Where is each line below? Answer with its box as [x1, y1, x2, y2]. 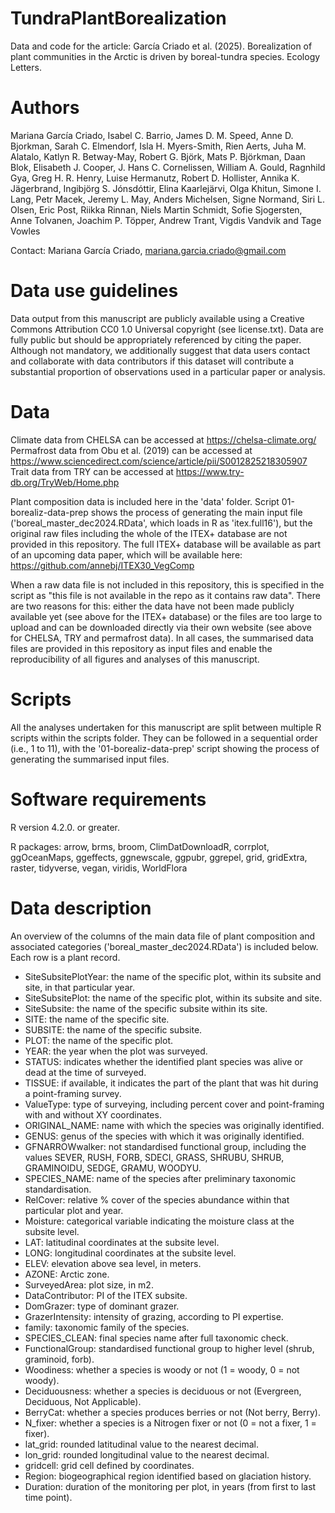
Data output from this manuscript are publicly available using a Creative [10, 312, 305, 324]
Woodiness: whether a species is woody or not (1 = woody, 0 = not [24, 1363, 300, 1376]
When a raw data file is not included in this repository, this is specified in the [10, 578, 325, 591]
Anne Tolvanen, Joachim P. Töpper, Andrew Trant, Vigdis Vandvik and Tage [10, 214, 322, 226]
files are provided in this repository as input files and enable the [10, 642, 273, 654]
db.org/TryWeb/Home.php [10, 476, 120, 488]
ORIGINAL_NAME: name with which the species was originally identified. [24, 1119, 325, 1131]
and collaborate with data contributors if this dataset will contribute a [10, 355, 295, 367]
